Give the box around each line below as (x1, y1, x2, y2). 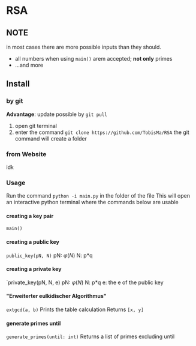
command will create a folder (14, 135, 88, 142)
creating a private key (6, 266, 62, 273)
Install (6, 79, 30, 89)
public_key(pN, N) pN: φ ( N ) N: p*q (6, 252, 93, 259)
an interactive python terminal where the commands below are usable (6, 199, 179, 206)
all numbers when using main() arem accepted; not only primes (14, 55, 173, 62)
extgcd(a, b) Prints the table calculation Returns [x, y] (6, 306, 144, 313)
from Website (6, 150, 47, 158)
